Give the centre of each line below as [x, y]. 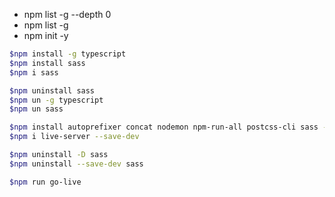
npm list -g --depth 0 [67, 14]
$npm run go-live [45, 182]
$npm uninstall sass [52, 90]
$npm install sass [47, 63]
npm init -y [46, 35]
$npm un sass [36, 109]
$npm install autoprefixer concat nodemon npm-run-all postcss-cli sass [164, 127]
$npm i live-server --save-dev [74, 137]
